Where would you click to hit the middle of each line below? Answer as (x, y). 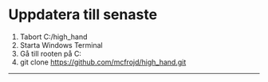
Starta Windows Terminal (61, 45)
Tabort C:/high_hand (53, 37)
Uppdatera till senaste (83, 15)
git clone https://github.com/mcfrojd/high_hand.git (103, 62)
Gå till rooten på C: (51, 53)
